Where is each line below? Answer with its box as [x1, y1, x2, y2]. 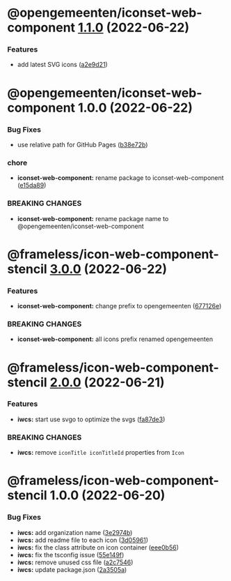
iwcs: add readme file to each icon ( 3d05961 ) [17, 536, 148, 544]
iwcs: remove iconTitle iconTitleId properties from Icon [17, 448, 184, 457]
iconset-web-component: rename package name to [17, 214, 169, 222]
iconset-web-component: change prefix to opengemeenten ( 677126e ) [17, 302, 222, 310]
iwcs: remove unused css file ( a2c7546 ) [17, 558, 134, 566]
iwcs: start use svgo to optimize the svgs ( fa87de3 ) [17, 415, 166, 423]
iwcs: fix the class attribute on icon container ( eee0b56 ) [17, 543, 180, 552]
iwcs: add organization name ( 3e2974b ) [17, 528, 133, 536]
